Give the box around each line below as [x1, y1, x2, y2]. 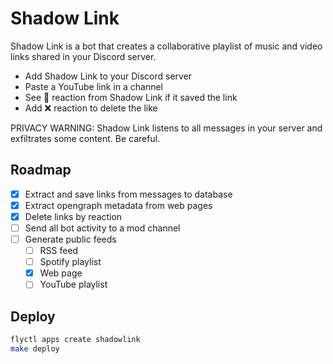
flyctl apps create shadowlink [10, 335, 141, 345]
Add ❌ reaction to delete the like [24, 102, 158, 114]
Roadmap [10, 162, 72, 179]
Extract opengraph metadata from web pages [24, 199, 213, 211]
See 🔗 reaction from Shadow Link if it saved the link [24, 91, 238, 103]
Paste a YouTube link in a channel [24, 80, 163, 92]
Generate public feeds [24, 233, 117, 245]
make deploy [10, 344, 60, 354]
